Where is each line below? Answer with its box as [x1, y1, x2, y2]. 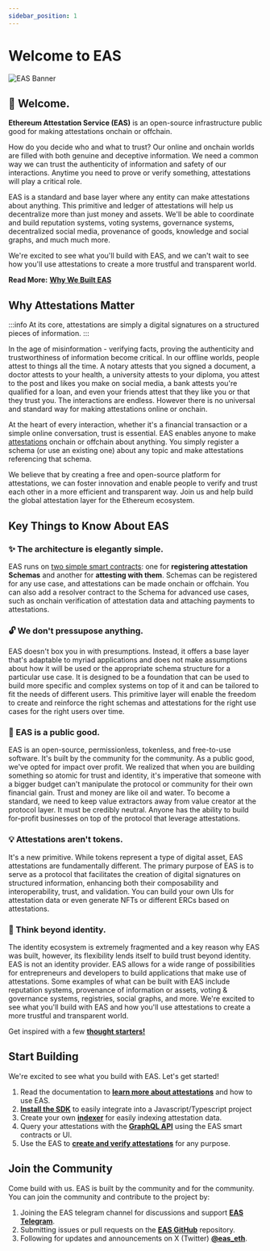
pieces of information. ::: [8, 329, 90, 338]
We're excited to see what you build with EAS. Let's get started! [8, 1071, 219, 1081]
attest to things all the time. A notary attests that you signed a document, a [8, 361, 256, 372]
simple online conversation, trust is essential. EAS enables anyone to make [8, 429, 256, 439]
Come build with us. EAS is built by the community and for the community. [8, 1183, 255, 1193]
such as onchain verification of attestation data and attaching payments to [8, 595, 255, 606]
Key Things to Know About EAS [8, 518, 169, 533]
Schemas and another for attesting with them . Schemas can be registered [8, 570, 258, 580]
